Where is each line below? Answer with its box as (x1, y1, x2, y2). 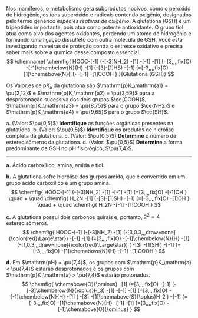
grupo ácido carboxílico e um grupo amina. (6, 179, 111, 186)
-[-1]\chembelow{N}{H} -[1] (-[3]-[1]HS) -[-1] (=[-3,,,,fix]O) (25, 64, 169, 71)
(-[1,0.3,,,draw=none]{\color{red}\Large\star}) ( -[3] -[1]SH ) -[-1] (16, 241, 174, 249)
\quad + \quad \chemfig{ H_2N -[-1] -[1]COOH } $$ (37, 201, 161, 208)
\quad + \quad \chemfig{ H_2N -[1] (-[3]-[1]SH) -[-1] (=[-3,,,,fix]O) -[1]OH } (8, 194, 190, 202)
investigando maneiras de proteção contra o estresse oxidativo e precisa (6, 42, 183, 49)
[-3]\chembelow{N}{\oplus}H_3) (26, 287, 105, 294)
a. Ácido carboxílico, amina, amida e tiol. (6, 161, 105, 168)
